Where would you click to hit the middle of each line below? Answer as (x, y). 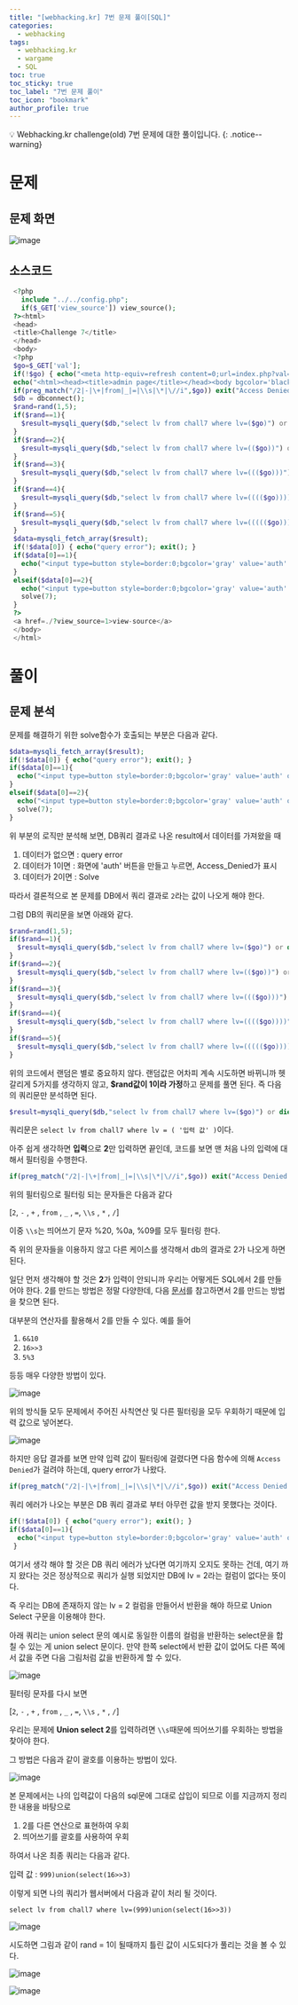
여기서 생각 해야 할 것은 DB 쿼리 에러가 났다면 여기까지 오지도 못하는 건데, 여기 (144, 1564)
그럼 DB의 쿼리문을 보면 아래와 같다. (71, 914)
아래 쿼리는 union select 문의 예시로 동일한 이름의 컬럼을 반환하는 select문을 (142, 1635)
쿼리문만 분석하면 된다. (58, 1095)
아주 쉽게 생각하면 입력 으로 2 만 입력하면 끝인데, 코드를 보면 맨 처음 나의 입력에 (144, 1149)
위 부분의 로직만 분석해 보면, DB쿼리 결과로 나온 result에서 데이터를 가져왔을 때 (145, 836)
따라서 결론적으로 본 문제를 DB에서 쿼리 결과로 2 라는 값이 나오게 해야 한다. (137, 895)
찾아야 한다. (30, 1741)
